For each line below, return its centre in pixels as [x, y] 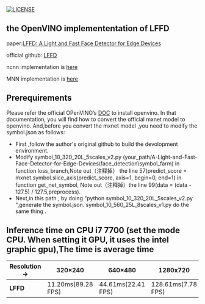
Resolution [25, 267]
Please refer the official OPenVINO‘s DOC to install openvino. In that [92, 112]
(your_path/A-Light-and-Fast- [160, 157]
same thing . [31, 211]
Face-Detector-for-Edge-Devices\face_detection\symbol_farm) [94, 163]
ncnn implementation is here [42, 67]
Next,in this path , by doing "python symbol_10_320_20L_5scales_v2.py [104, 198]
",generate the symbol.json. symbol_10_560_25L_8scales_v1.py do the [102, 204]
